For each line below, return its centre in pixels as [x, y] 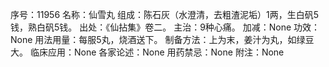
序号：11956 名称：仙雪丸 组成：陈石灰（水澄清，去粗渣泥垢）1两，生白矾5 [164, 14]
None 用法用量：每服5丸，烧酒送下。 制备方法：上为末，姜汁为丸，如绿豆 [162, 39]
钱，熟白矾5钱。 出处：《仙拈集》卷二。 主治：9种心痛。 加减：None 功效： [165, 27]
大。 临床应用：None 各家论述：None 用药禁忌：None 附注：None [147, 52]
